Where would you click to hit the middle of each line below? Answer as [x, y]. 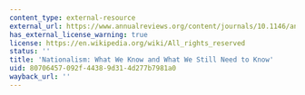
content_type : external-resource [73, 18]
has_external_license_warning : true [79, 34]
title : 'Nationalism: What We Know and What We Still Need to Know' [142, 60]
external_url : [36, 26]
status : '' [30, 52]
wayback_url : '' [40, 77]
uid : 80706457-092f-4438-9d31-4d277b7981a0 [93, 69]
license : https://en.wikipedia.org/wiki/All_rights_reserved [128, 43]
